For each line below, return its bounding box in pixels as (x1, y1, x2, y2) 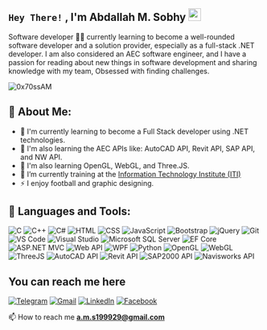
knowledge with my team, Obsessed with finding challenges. (8, 66, 210, 76)
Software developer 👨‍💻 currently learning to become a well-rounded (8, 31, 236, 41)
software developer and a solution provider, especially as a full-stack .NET (8, 40, 255, 50)
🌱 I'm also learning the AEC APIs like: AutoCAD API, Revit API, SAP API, (19, 143, 256, 153)
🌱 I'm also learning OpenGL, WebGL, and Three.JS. (19, 160, 191, 170)
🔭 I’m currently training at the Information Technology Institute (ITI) (19, 169, 241, 179)
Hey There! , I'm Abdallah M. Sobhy (8, 10, 187, 24)
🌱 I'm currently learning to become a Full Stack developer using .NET (19, 126, 249, 136)
